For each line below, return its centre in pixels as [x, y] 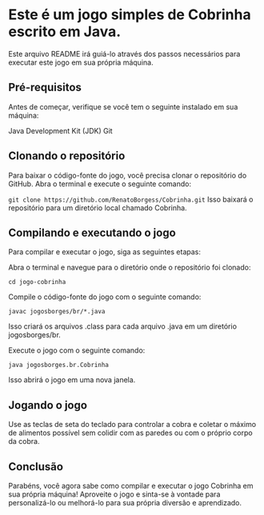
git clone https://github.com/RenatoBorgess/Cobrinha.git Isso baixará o [131, 199]
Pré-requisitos [45, 88]
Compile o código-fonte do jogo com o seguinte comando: [105, 297]
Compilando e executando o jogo [92, 232]
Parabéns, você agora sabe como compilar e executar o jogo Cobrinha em [131, 486]
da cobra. [24, 441]
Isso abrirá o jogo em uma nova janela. [72, 380]
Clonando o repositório [67, 156]
